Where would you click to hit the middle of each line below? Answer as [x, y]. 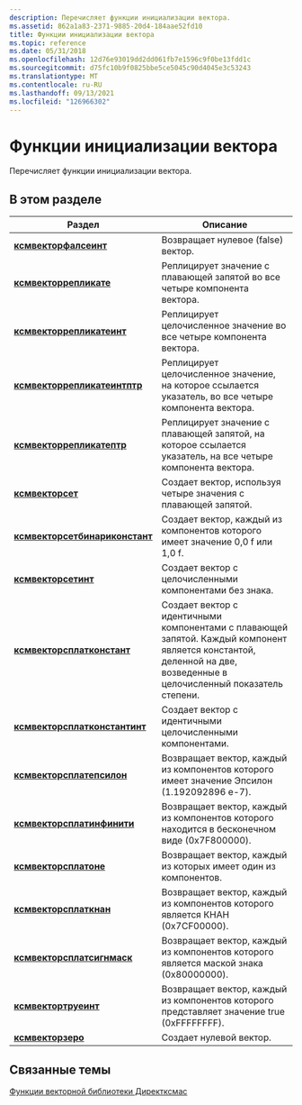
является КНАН [195, 915]
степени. [181, 695]
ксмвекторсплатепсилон [71, 775]
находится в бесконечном [219, 829]
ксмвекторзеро [49, 1037]
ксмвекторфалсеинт [61, 246]
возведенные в [194, 672]
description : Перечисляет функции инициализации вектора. [120, 18]
